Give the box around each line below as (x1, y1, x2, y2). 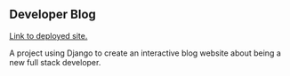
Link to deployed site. (9, 30, 88, 41)
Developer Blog (9, 7, 96, 22)
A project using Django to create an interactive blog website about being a (9, 48, 282, 58)
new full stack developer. (9, 57, 101, 67)
